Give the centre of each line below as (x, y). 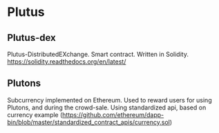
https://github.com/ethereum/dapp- (113, 114)
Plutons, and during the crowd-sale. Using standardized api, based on (107, 107)
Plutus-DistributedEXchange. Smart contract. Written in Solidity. (98, 54)
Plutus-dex (32, 38)
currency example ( (35, 114)
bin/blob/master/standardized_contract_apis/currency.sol (89, 122)
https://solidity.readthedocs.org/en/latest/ (67, 62)
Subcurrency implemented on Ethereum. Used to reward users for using (109, 100)
